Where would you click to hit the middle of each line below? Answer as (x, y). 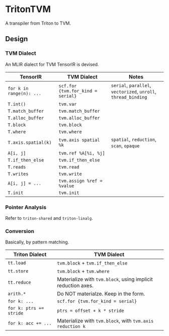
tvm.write (70, 174)
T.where (17, 132)
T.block (17, 125)
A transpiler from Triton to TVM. (38, 23)
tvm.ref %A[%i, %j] (82, 153)
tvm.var (68, 104)
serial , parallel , (131, 85)
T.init (16, 193)
